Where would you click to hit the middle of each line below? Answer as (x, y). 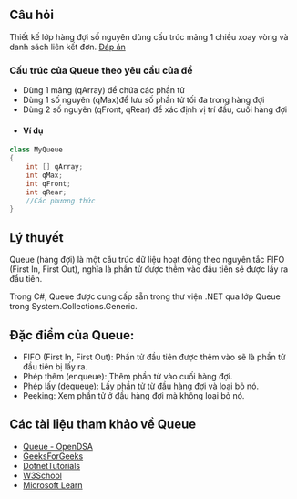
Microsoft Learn (53, 485)
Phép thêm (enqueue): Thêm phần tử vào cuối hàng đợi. (128, 376)
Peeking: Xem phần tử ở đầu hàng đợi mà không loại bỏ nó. (133, 395)
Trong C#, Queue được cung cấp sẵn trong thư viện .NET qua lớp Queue (145, 296)
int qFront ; (48, 183)
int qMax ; (45, 175)
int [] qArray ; (55, 167)
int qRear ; (46, 192)
